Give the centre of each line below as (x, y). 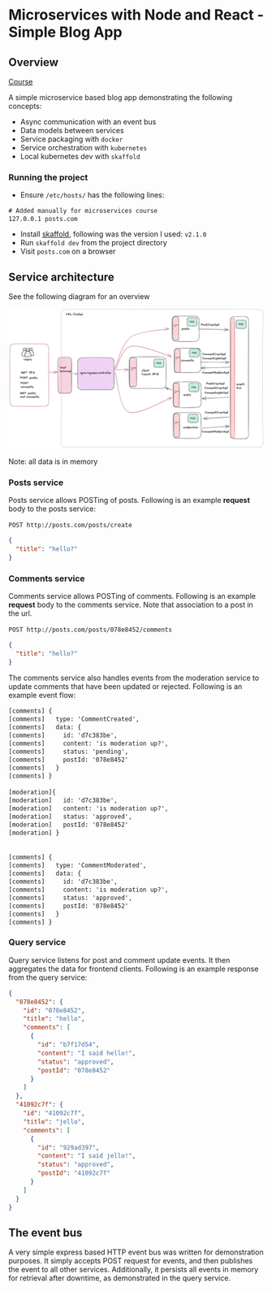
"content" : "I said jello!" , (87, 1156)
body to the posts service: (52, 509)
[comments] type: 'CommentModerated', (78, 865)
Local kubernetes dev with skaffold (80, 156)
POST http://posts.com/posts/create (70, 526)
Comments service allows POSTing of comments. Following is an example (132, 596)
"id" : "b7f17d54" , (69, 1045)
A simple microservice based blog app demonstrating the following (121, 97)
